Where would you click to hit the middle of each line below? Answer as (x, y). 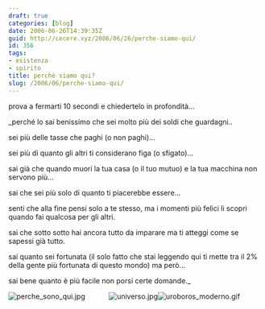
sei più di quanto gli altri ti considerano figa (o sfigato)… (101, 153)
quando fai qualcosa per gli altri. (62, 216)
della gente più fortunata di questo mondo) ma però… (97, 265)
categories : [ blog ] (41, 23)
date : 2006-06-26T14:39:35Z (56, 31)
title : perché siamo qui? (52, 76)
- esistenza (28, 61)
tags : (17, 53)
